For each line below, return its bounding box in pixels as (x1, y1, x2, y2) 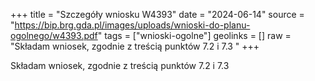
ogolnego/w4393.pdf (10, 30, 98, 41)
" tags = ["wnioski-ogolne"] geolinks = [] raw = (97, 30, 292, 41)
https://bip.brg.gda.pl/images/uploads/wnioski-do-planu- (14, 19, 251, 31)
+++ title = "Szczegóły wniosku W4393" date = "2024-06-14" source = (10, 9, 305, 20)
